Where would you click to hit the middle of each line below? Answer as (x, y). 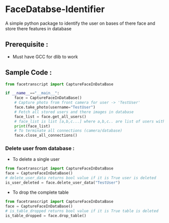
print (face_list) (32, 126)
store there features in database (38, 28)
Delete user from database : (40, 148)
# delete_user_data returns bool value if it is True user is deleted (81, 178)
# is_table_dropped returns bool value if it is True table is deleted (82, 211)
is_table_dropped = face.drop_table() (46, 215)
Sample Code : (28, 72)
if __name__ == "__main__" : (32, 93)
